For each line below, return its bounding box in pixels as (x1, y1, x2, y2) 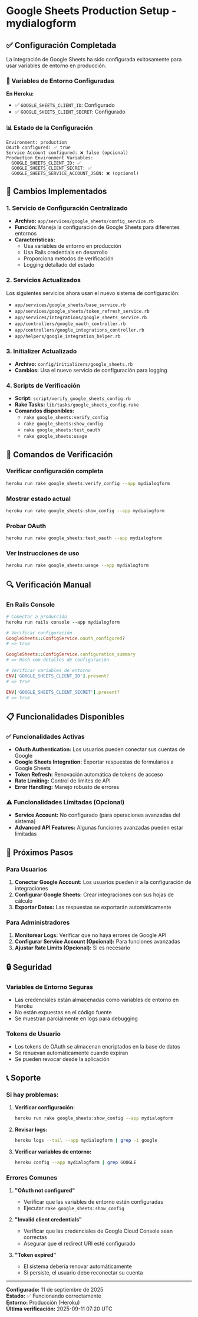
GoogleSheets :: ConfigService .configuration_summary (6, 651, 136, 657)
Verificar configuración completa (6, 467, 104, 476)
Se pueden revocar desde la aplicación (14, 1056, 110, 1063)
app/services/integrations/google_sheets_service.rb (14, 314, 147, 320)
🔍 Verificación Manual (6, 579, 91, 589)
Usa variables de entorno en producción (23, 243, 122, 250)
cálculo (14, 897, 33, 905)
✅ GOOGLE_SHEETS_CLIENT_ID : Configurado (14, 101, 115, 109)
